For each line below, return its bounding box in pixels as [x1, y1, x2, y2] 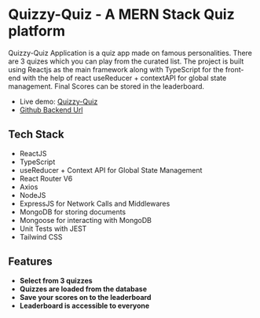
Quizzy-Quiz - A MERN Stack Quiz [8, 5, 235, 24]
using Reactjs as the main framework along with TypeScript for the [8, 64, 224, 74]
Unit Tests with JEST [19, 224, 87, 233]
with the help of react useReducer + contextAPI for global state [22, 73, 227, 82]
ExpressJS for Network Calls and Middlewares [19, 199, 170, 208]
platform [8, 22, 65, 40]
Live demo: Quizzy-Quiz [19, 97, 98, 106]
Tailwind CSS [19, 232, 63, 241]
